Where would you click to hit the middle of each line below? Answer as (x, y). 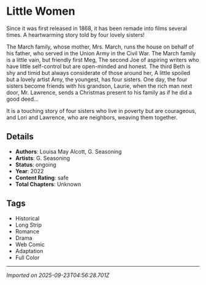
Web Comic (30, 244)
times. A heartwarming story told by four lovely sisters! (76, 34)
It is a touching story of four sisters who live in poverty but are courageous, (101, 111)
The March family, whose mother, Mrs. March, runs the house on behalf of (100, 47)
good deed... (22, 99)
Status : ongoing (36, 165)
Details (20, 137)
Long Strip (28, 225)
